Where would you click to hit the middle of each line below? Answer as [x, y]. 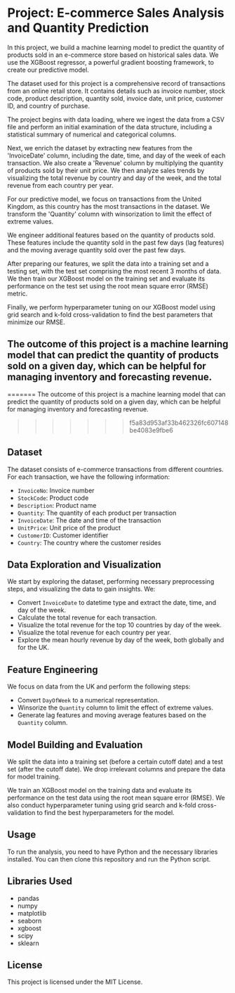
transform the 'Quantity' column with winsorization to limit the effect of [109, 214]
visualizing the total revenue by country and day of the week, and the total [115, 178]
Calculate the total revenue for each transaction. [87, 617]
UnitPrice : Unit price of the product [69, 527]
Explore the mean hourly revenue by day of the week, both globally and [121, 640]
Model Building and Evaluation [75, 744]
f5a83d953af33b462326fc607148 [179, 423]
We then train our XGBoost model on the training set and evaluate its [106, 278]
